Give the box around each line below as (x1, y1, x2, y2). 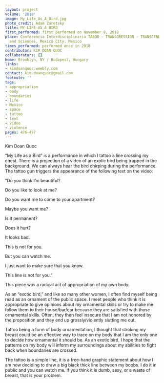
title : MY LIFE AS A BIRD (5, 25, 58, 30)
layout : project (5, 7, 38, 12)
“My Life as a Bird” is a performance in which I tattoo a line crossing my (5, 152, 149, 159)
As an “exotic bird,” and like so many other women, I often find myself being (5, 291, 158, 297)
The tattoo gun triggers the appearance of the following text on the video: (5, 168, 153, 174)
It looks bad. (5, 234, 30, 240)
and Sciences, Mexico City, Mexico (9, 39, 82, 44)
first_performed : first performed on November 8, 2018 (5, 30, 119, 35)
